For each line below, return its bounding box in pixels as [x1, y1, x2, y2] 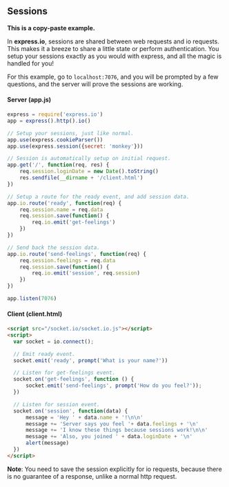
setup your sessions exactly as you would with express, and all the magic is [7, 52, 222, 60]
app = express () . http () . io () [7, 117, 91, 124]
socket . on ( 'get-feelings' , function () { [13, 376, 135, 383]
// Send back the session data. [7, 244, 100, 251]
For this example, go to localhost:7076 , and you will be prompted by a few [7, 72, 219, 81]
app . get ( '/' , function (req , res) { [7, 161, 110, 168]
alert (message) [25, 439, 70, 447]
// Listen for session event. [13, 401, 100, 408]
